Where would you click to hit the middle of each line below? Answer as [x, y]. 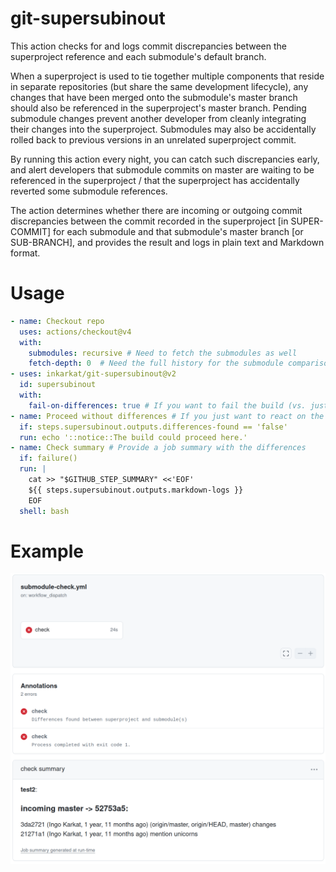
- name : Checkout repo [57, 321]
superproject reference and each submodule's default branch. [138, 56]
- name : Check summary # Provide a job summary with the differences [158, 448]
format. [25, 253]
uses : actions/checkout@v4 [75, 332]
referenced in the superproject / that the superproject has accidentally [155, 180]
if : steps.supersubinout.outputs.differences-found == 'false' [153, 427]
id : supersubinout [58, 385]
